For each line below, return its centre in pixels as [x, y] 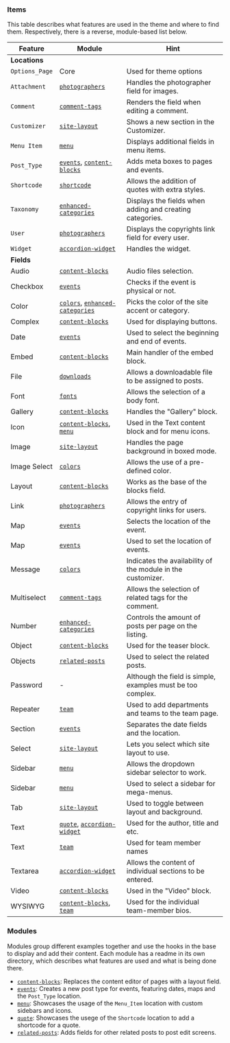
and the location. [153, 733]
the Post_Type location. [49, 996]
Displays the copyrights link [171, 229]
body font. [143, 400]
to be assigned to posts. [165, 381]
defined [139, 471]
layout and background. [165, 812]
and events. [145, 170]
